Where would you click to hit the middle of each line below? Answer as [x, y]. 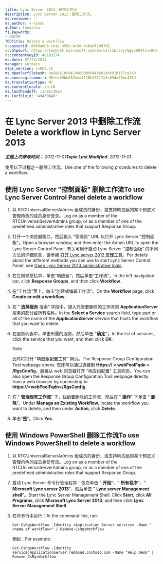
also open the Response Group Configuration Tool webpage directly [80, 376]
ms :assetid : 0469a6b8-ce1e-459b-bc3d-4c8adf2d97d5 [57, 46]
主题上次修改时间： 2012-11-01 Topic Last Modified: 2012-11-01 [68, 157]
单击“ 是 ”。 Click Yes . [33, 419]
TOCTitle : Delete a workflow [35, 42]
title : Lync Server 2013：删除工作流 [41, 10]
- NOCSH [13, 37]
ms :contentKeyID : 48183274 [32, 55]
